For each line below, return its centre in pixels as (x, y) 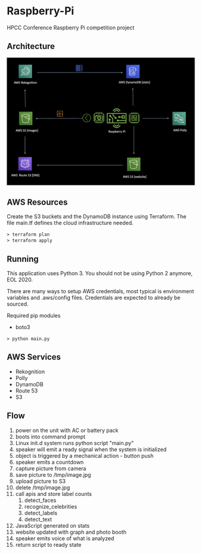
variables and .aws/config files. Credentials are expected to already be (94, 297)
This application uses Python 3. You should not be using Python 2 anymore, (100, 273)
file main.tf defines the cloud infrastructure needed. (70, 223)
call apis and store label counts (53, 494)
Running (23, 259)
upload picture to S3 (41, 481)
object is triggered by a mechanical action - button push (84, 455)
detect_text (38, 519)
